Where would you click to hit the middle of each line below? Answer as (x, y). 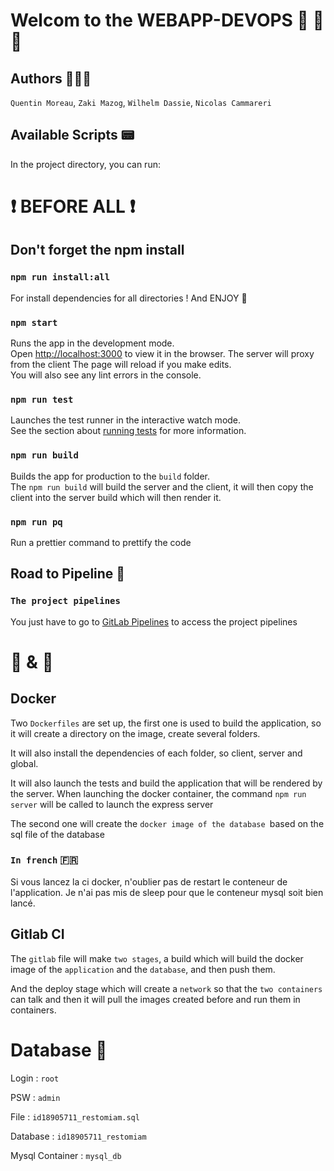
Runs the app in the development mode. (92, 343)
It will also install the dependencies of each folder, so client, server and (156, 753)
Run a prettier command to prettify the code (101, 542)
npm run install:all (60, 277)
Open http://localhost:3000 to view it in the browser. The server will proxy (162, 353)
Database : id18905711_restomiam (78, 1136)
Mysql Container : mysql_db (66, 1155)
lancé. (23, 903)
